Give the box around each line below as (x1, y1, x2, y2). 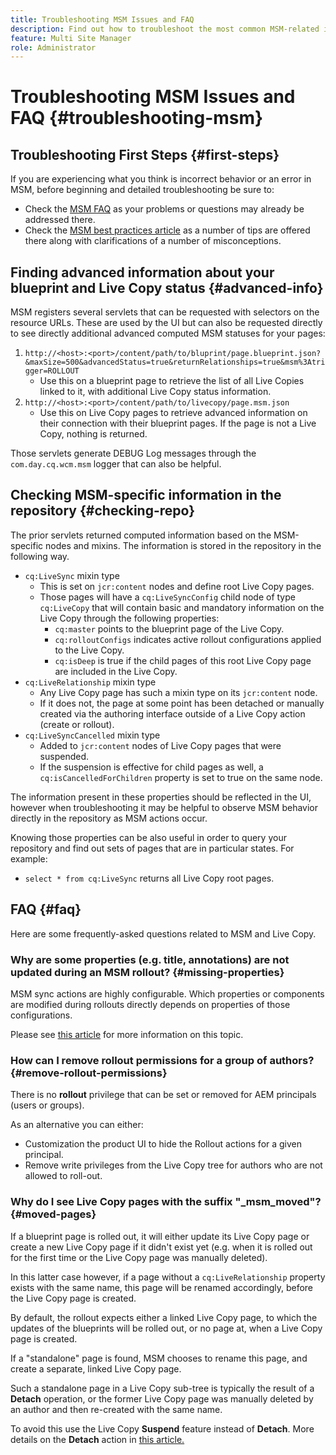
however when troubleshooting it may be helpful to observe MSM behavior (10, 801, 319, 813)
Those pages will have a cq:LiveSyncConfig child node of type (39, 591, 296, 603)
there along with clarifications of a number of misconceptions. (24, 235, 282, 247)
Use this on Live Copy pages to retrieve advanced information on (39, 407, 308, 419)
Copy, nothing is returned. (39, 428, 148, 440)
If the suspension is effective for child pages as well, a (39, 761, 264, 773)
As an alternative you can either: (10, 1119, 144, 1131)
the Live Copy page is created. (10, 1292, 137, 1304)
